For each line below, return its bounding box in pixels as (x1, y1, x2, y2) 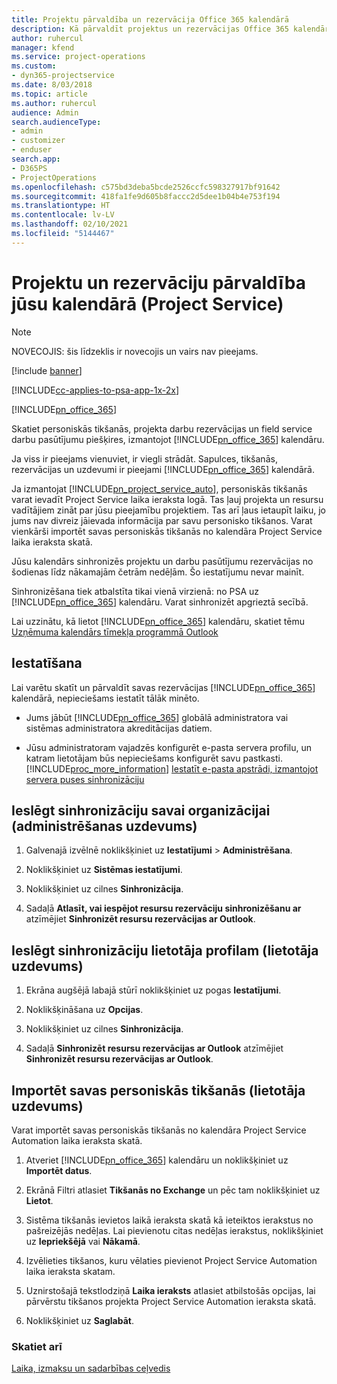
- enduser (11, 145, 53, 155)
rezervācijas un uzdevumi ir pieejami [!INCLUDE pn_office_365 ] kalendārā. (11, 463, 315, 475)
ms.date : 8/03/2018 (11, 80, 93, 90)
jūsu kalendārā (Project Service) (11, 292, 284, 315)
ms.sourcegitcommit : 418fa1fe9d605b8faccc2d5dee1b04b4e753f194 (11, 191, 281, 201)
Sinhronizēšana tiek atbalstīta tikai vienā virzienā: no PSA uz (11, 585, 260, 597)
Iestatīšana (11, 655, 83, 672)
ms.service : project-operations (11, 52, 146, 62)
